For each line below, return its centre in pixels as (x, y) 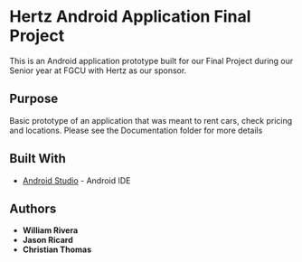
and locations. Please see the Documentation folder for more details (136, 130)
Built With (38, 159)
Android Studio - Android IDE (76, 180)
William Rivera (50, 230)
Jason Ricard (48, 240)
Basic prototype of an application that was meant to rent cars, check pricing (151, 120)
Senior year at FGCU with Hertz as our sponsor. (98, 70)
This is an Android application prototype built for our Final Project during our (151, 61)
